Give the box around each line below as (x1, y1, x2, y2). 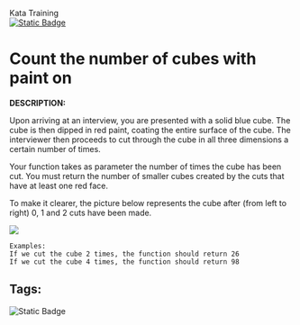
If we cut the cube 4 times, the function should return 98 (9, 257, 241, 266)
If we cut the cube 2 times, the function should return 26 (9, 249, 241, 258)
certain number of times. (9, 143, 101, 154)
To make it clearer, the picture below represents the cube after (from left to (9, 197, 286, 208)
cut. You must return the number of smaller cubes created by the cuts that (9, 170, 286, 181)
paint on (9, 68, 72, 88)
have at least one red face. (9, 180, 108, 191)
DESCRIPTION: (9, 97, 66, 108)
